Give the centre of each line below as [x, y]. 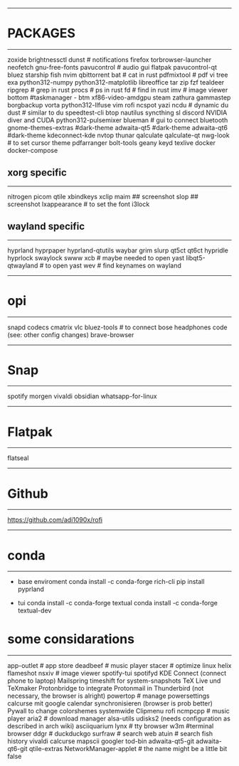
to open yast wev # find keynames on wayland [113, 265]
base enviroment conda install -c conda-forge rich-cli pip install [111, 582]
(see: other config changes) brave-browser [71, 334]
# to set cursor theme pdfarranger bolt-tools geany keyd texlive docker [111, 142]
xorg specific [37, 172]
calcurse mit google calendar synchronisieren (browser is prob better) [110, 703]
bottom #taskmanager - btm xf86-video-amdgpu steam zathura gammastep [119, 97]
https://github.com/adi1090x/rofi [55, 520]
